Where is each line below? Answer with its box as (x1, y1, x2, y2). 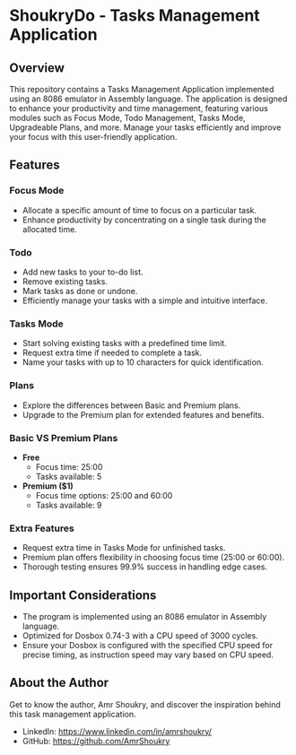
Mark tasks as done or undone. (22, 285, 138, 296)
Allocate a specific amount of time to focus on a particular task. (22, 204, 257, 215)
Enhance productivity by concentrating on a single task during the (22, 214, 266, 225)
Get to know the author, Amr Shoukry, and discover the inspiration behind (9, 699, 281, 709)
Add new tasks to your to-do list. (22, 266, 144, 277)
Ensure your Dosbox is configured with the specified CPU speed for (22, 639, 274, 650)
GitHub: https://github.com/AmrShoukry (22, 735, 170, 746)
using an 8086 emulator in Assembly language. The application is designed (9, 93, 288, 104)
